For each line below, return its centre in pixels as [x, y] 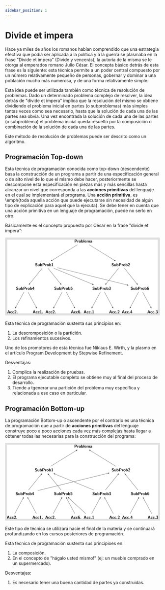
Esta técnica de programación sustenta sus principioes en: [64, 543]
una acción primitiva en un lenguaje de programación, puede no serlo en [79, 211]
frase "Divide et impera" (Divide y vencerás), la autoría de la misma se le [79, 60]
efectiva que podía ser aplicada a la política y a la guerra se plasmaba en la [81, 54]
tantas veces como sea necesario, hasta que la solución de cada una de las [82, 111]
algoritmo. [15, 141]
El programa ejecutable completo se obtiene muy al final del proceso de [85, 378]
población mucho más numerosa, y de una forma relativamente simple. [77, 80]
